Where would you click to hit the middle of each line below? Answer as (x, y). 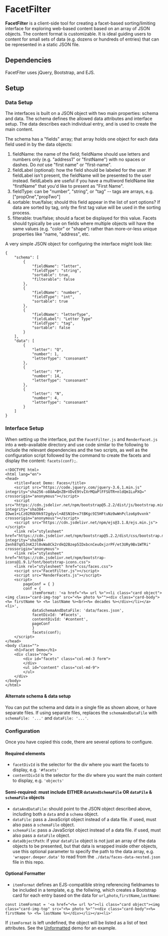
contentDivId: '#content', (60, 619)
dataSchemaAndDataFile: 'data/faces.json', (78, 610)
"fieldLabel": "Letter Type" (62, 319)
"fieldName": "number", (56, 293)
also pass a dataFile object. (41, 835)
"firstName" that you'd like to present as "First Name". (68, 186)
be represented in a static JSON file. (42, 44)
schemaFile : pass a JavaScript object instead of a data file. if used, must (86, 830)
